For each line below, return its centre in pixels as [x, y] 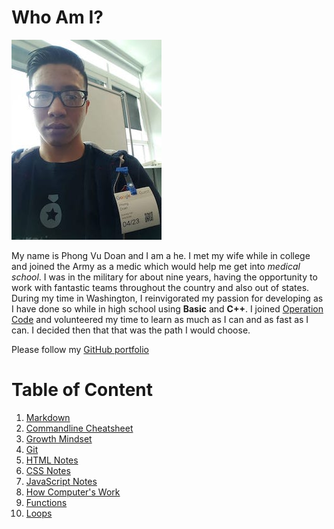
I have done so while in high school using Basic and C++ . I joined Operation [167, 308]
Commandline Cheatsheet [79, 428]
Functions [46, 502]
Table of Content [82, 390]
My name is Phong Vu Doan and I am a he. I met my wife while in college [161, 255]
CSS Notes [48, 470]
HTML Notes [52, 460]
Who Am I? [57, 17]
